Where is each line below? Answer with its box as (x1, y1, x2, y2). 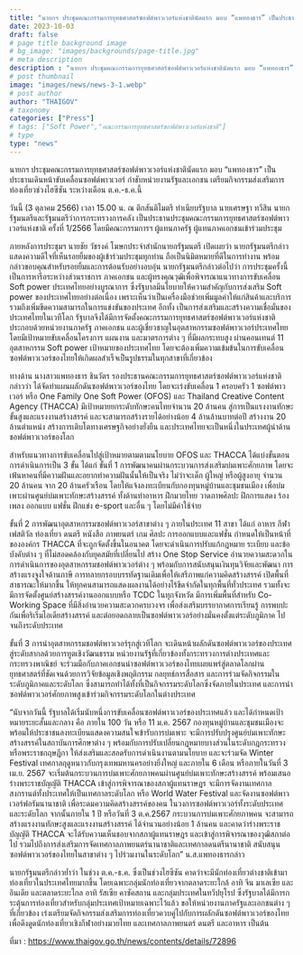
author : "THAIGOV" (9, 97, 78, 107)
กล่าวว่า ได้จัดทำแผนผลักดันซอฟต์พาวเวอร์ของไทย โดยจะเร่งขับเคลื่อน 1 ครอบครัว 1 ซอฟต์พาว (9, 380, 286, 391)
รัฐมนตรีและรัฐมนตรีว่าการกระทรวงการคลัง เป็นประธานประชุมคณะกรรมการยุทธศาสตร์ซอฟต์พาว (9, 212, 290, 223)
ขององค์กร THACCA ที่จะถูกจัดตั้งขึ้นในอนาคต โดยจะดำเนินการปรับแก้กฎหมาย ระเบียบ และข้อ (9, 538, 290, 549)
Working (9, 599, 41, 610)
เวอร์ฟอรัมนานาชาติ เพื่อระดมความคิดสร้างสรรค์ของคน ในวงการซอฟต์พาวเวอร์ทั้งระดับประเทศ (9, 798, 284, 809)
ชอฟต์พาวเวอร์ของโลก (9, 431, 75, 442)
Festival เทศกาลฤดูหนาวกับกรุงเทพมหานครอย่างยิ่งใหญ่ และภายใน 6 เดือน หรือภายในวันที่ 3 (9, 757, 289, 768)
